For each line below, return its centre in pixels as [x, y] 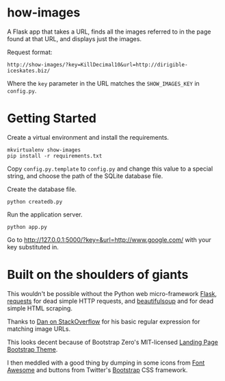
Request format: [30, 52]
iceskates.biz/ [29, 71]
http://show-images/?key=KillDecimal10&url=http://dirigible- [97, 64]
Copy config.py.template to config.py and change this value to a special [110, 169]
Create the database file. [42, 189]
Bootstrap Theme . [32, 349]
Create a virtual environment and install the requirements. [88, 137]
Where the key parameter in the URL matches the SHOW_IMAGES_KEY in [103, 83]
